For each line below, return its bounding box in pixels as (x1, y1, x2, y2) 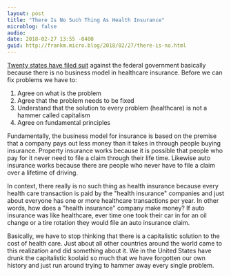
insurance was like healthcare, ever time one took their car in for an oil (7, 211, 207, 219)
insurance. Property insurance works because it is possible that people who (7, 146, 223, 155)
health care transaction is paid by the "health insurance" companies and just (7, 189, 225, 197)
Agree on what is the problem (17, 89, 102, 97)
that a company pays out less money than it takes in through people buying (7, 139, 221, 147)
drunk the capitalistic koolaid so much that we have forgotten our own (7, 254, 205, 262)
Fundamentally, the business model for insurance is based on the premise (7, 132, 217, 140)
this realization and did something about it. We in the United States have (7, 246, 212, 255)
